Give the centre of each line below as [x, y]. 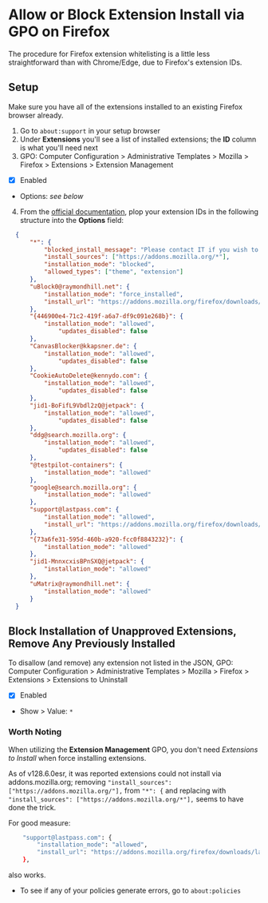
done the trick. [32, 807]
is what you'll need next [59, 147]
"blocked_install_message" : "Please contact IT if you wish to [151, 249]
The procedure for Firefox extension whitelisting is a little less [109, 54]
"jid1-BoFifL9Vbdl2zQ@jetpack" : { [87, 405]
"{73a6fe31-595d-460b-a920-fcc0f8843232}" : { [106, 539]
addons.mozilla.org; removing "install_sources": [91, 782]
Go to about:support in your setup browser [90, 130]
